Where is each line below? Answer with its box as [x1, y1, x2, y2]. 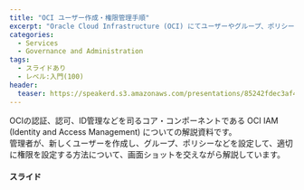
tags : [9, 55, 30, 64]
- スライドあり [17, 64, 67, 73]
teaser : [17, 89, 47, 98]
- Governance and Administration [17, 47, 144, 56]
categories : [9, 30, 54, 39]
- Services [17, 38, 59, 48]
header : [9, 81, 39, 90]
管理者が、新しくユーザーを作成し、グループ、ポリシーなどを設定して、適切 [9, 138, 294, 148]
